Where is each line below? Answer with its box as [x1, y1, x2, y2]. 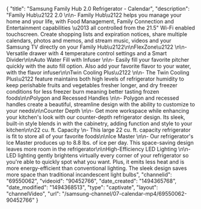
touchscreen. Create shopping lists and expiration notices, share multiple [6, 31, 188, 38]
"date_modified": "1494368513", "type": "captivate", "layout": [6, 184, 158, 191]
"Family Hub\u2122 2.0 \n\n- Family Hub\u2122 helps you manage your [6, 11, 182, 19]
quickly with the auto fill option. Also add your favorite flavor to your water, [6, 62, 191, 70]
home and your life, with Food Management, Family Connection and [6, 18, 175, 25]
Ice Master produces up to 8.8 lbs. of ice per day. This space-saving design [6, 139, 194, 146]
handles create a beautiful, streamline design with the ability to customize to [6, 101, 196, 108]
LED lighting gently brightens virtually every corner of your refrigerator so [6, 152, 189, 159]
